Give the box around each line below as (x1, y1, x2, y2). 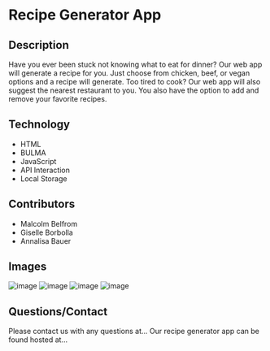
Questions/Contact (8, 305, 108, 318)
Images (8, 260, 47, 274)
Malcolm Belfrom (20, 219, 78, 228)
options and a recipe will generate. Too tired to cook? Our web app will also (8, 77, 261, 86)
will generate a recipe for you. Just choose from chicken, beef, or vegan (8, 68, 250, 78)
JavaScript (20, 156, 57, 166)
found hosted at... (8, 335, 67, 344)
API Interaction (20, 165, 71, 175)
